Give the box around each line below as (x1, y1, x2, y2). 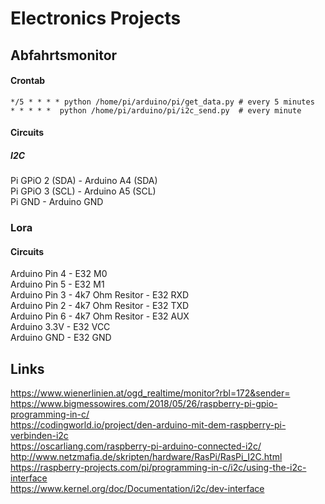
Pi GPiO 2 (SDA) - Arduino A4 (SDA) (10, 175, 158, 187)
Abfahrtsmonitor (10, 47, 118, 64)
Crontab (10, 75, 46, 87)
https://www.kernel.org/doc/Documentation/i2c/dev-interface (10, 483, 265, 495)
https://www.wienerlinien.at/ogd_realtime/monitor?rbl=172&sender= (10, 387, 291, 399)
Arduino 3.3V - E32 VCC (10, 321, 111, 333)
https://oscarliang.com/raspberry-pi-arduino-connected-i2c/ (10, 440, 262, 452)
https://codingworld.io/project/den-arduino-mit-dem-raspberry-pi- (10, 419, 287, 431)
